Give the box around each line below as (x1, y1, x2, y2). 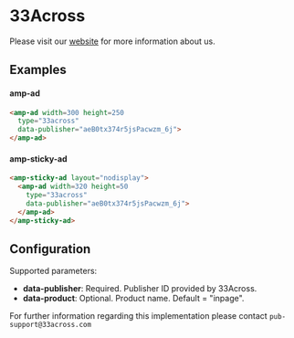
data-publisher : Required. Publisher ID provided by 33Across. (22, 283, 257, 294)
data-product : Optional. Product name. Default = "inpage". (22, 293, 245, 304)
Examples (9, 62, 67, 78)
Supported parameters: (9, 266, 98, 277)
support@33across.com (9, 321, 92, 330)
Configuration (9, 241, 91, 257)
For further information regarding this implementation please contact (9, 311, 268, 322)
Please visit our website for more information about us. (9, 36, 216, 47)
